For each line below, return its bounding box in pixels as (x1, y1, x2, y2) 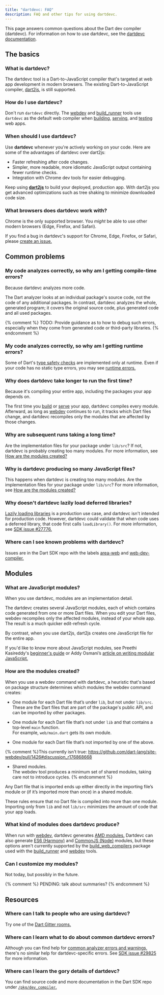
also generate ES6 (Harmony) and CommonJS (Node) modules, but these (5, 837, 154, 844)
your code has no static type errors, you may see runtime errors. (5, 365, 136, 371)
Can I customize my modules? (5, 860, 79, 867)
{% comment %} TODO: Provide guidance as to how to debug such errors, (5, 319, 156, 326)
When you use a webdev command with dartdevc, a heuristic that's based (5, 679, 156, 685)
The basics (5, 50, 40, 58)
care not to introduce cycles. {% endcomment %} (12, 774, 113, 780)
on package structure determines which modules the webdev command (5, 684, 151, 690)
